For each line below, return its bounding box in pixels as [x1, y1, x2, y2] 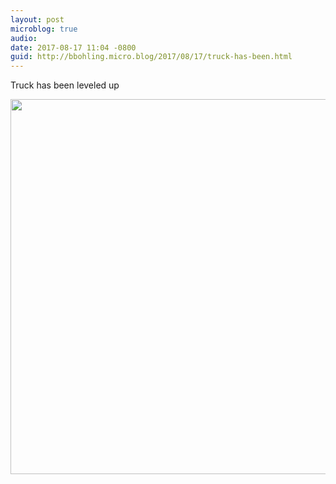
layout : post [10, 14, 65, 25]
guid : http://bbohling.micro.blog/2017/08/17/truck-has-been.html [10, 52, 293, 62]
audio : [10, 33, 38, 43]
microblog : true [10, 24, 78, 34]
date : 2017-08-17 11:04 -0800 [10, 42, 137, 53]
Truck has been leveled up [10, 79, 120, 91]
